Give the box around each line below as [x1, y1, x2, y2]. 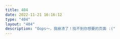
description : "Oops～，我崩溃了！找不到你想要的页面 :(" [5, 26, 115, 31]
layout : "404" [5, 21, 35, 27]
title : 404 [5, 7, 28, 13]
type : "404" [5, 17, 30, 22]
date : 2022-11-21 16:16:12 [5, 12, 62, 17]
